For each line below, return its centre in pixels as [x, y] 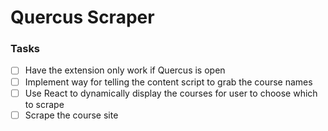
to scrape [44, 104]
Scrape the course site [71, 115]
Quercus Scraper [82, 17]
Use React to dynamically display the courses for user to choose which [171, 93]
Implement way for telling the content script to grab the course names [168, 82]
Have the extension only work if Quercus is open [125, 70]
